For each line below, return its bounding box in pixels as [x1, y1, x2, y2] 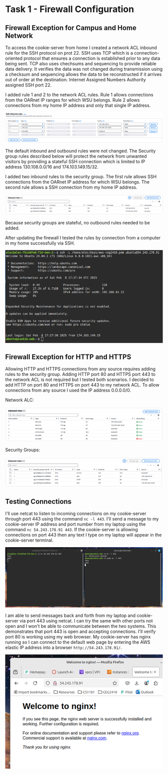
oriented [5, 55, 22, 61]
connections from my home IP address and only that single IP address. [5, 102, 151, 108]
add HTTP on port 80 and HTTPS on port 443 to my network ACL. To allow [5, 382, 159, 388]
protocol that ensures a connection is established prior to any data [23, 55, 160, 61]
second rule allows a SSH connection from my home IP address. [5, 184, 137, 190]
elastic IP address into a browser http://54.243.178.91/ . [5, 644, 122, 651]
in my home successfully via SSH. [5, 240, 75, 246]
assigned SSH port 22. [5, 82, 51, 88]
